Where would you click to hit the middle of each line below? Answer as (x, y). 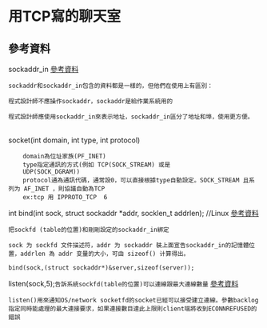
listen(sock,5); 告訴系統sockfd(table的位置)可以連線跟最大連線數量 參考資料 (124, 284)
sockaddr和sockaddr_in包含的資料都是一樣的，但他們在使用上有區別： (111, 86)
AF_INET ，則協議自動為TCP (64, 189)
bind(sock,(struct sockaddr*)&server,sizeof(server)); (102, 268)
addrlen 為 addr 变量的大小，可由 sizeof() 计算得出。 (105, 254)
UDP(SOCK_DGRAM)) (52, 172)
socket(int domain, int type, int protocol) (74, 140)
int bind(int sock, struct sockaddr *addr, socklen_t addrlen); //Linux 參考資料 (134, 213)
